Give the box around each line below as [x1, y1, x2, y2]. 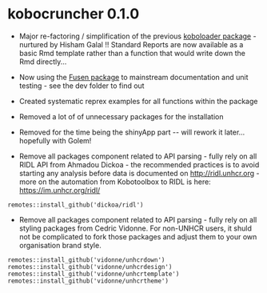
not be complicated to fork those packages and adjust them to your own [18, 231, 257, 241]
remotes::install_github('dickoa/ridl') [7, 201, 145, 209]
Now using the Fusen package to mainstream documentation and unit [18, 72, 249, 82]
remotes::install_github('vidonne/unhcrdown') [7, 255, 165, 264]
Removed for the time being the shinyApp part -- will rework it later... [18, 127, 245, 137]
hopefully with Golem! [18, 135, 92, 145]
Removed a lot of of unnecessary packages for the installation [18, 111, 224, 121]
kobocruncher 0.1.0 [7, 5, 140, 23]
